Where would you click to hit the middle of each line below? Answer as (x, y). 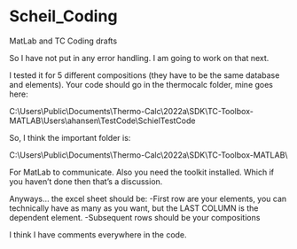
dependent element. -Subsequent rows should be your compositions (135, 217)
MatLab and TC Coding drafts (63, 41)
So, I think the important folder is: (70, 137)
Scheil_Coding (63, 16)
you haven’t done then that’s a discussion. (86, 181)
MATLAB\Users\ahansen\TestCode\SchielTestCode (102, 121)
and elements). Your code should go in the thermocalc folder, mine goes (141, 84)
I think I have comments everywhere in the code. (98, 234)
